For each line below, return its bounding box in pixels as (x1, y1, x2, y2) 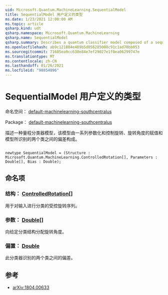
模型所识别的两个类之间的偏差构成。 (5, 136, 80, 142)
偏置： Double (5, 242, 40, 249)
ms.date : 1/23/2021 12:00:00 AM (5, 17, 72, 22)
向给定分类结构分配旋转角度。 (5, 228, 66, 234)
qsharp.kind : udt (5, 26, 41, 31)
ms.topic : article (5, 21, 43, 27)
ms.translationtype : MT (5, 54, 55, 59)
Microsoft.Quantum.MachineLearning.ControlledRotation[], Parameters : (5, 155, 157, 160)
